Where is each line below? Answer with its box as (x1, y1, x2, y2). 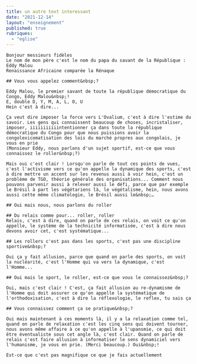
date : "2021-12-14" (6, 14, 54, 20)
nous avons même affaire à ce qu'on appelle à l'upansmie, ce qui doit (6, 326, 186, 332)
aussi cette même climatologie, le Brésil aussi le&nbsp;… (6, 192, 155, 198)
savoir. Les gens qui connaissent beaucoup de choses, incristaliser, (6, 119, 183, 125)
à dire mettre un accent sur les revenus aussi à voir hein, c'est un (6, 171, 183, 177)
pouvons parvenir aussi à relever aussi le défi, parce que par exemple (6, 181, 189, 187)
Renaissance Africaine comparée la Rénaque (6, 68, 115, 74)
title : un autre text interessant (6, 8, 91, 15)
